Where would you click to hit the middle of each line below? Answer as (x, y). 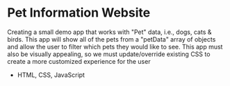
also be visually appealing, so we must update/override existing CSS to (109, 54)
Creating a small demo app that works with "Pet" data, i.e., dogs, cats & (109, 32)
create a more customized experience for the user (79, 61)
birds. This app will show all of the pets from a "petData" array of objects (112, 39)
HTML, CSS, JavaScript (51, 75)
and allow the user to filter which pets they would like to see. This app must (115, 46)
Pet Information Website (79, 13)
